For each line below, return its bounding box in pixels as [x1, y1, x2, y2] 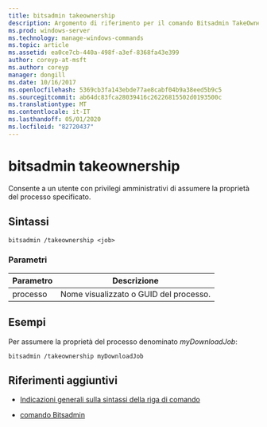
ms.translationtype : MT [8, 100, 87, 108]
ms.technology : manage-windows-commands [8, 33, 145, 42]
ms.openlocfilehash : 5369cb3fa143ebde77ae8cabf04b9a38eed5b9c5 [8, 85, 222, 94]
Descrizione [112, 275, 159, 286]
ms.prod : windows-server [8, 26, 91, 34]
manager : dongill [8, 71, 66, 79]
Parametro [12, 275, 53, 286]
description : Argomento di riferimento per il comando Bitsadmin [8, 19, 229, 27]
